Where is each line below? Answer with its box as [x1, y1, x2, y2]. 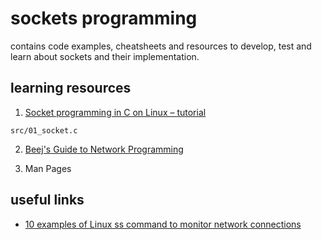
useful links [10, 192, 85, 209]
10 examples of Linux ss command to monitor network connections [24, 218, 302, 230]
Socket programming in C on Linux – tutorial [24, 106, 207, 118]
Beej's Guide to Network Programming [24, 143, 184, 155]
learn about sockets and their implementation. [10, 50, 200, 62]
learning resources [10, 80, 132, 97]
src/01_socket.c [10, 125, 78, 136]
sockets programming [10, 7, 198, 30]
